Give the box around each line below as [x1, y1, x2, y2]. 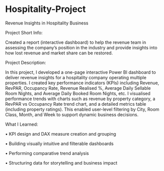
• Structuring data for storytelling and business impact [5, 160, 117, 166]
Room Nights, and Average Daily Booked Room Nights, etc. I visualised [5, 90, 151, 96]
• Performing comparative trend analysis [5, 150, 89, 156]
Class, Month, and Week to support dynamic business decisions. [5, 111, 139, 118]
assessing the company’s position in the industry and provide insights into [5, 44, 157, 50]
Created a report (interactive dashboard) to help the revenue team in [5, 39, 146, 45]
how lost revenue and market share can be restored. [5, 50, 113, 56]
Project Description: [5, 59, 46, 65]
